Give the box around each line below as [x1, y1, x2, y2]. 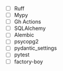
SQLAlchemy [14, 25, 46, 32]
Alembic [14, 32, 35, 39]
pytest [14, 51, 30, 58]
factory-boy [14, 58, 44, 65]
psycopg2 [14, 38, 39, 45]
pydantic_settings [14, 45, 57, 52]
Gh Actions [14, 18, 42, 25]
